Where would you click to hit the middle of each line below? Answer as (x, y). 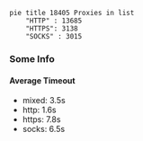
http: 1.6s (39, 110)
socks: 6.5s (44, 129)
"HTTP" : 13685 (54, 21)
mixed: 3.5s (44, 101)
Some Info (32, 58)
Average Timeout (42, 80)
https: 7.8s (41, 119)
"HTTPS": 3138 (52, 29)
